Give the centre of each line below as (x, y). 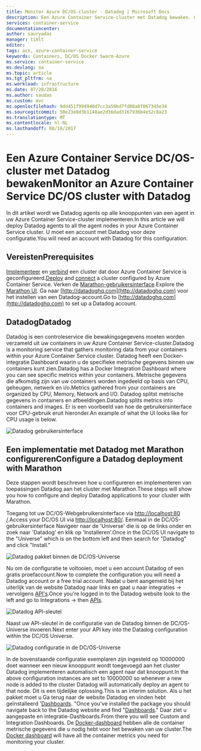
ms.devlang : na (25, 67)
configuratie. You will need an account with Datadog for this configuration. (97, 238)
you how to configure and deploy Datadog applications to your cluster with (98, 495)
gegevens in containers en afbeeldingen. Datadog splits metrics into (89, 400)
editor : (16, 45)
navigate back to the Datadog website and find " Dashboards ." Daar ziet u (96, 710)
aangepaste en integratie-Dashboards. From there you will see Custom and (98, 716)
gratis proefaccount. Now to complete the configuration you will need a (93, 574)
